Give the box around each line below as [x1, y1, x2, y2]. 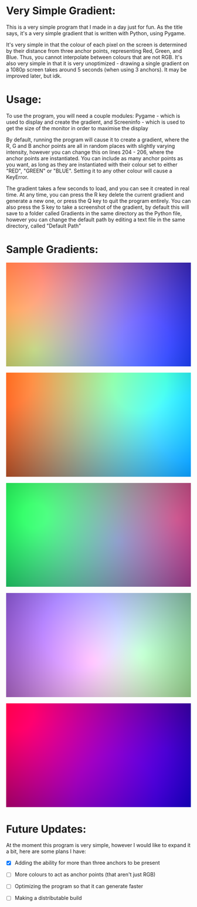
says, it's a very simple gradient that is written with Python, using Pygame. [6, 29, 186, 36]
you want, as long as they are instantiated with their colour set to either [6, 161, 178, 168]
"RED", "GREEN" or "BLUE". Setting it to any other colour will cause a [6, 167, 172, 174]
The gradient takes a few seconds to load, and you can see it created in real [6, 185, 189, 192]
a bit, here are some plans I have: [6, 848, 86, 855]
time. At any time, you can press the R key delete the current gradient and [6, 191, 185, 198]
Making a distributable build [14, 895, 82, 902]
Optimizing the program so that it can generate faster [14, 883, 144, 890]
